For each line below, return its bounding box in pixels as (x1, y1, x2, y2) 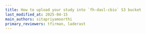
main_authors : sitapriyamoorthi (5, 16, 72, 21)
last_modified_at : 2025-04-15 (5, 12, 68, 17)
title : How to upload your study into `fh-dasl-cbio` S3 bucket (5, 7, 142, 12)
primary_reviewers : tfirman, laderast (5, 21, 86, 26)
